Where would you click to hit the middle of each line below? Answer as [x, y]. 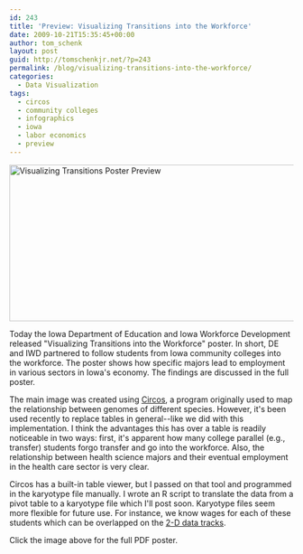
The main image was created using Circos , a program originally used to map [151, 399]
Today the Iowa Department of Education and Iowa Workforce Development [150, 333]
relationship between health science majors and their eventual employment [149, 456]
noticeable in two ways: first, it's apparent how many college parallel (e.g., [147, 437]
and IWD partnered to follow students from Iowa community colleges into [145, 352]
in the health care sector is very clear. [79, 466]
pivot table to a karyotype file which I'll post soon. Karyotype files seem [142, 503]
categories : [32, 77]
